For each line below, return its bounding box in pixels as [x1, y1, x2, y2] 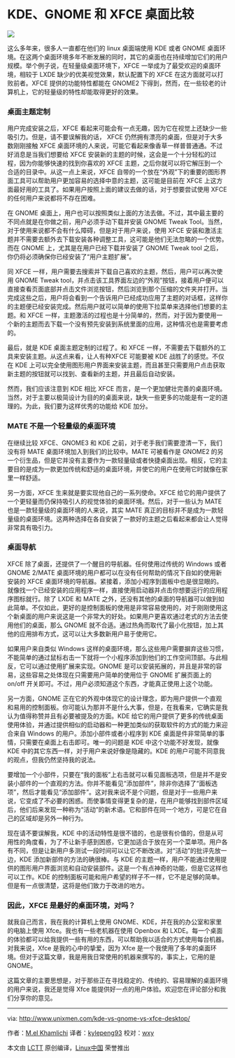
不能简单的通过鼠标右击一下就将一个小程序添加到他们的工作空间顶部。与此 [7, 653, 222, 662]
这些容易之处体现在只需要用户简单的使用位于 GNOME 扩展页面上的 [19, 671, 212, 679]
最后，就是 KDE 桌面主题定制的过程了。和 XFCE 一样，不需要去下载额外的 [7, 343, 220, 352]
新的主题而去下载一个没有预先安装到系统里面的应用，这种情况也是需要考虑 [13, 320, 228, 329]
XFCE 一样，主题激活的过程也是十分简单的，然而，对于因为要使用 [27, 311, 217, 320]
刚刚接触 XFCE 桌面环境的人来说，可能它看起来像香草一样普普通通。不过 [13, 141, 223, 150]
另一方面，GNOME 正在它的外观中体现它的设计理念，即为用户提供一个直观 [7, 694, 222, 703]
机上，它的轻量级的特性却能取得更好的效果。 [13, 87, 142, 96]
